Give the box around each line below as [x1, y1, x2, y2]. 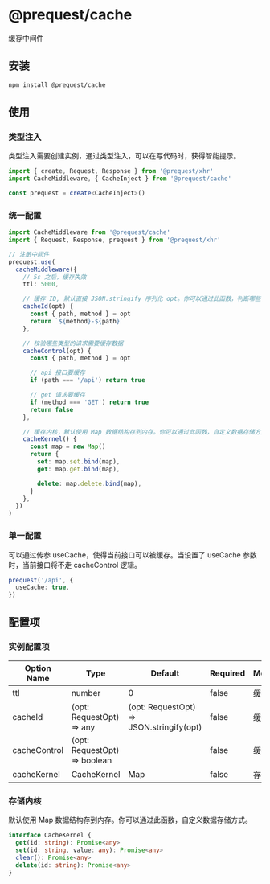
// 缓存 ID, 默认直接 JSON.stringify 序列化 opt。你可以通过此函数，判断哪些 [22, 295, 261, 303]
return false [29, 405, 74, 413]
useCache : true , [15, 583, 70, 592]
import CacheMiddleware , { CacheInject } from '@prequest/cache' [8, 175, 231, 183]
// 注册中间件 [8, 250, 50, 258]
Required [210, 668, 246, 679]
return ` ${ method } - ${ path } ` [29, 317, 125, 325]
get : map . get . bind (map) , [37, 465, 121, 473]
